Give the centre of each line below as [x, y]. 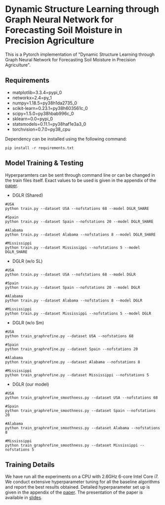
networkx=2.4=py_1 [32, 98]
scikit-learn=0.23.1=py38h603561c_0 [50, 108]
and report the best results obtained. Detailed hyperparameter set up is [78, 487]
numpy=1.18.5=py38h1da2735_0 [45, 103]
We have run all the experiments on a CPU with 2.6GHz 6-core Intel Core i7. [82, 477]
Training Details [30, 465]
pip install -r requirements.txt [40, 148]
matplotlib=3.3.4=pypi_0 [37, 92]
